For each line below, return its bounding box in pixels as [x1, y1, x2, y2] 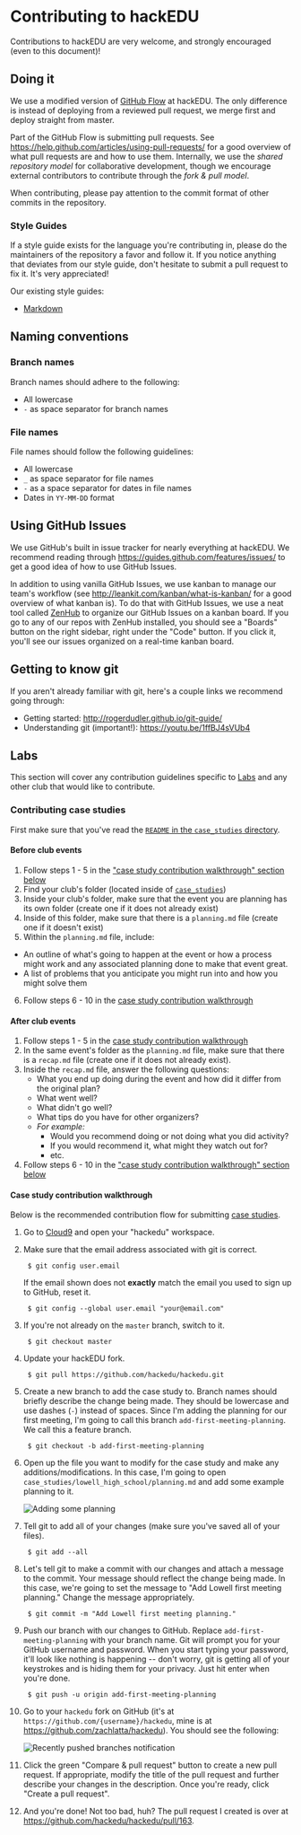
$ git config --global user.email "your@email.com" [27, 1304, 225, 1313]
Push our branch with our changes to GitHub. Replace [22, 1625, 223, 1636]
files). [22, 1531, 45, 1541]
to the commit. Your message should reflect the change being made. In [22, 1573, 286, 1584]
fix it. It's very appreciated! [10, 268, 109, 279]
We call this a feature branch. [22, 1425, 133, 1436]
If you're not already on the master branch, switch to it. [22, 1320, 225, 1330]
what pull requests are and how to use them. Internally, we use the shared [10, 151, 283, 162]
